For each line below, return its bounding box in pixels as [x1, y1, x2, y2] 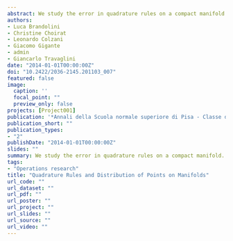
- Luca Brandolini [7, 23, 60, 30]
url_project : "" [7, 204, 54, 211]
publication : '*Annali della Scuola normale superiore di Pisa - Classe [7, 113, 222, 120]
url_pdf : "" [7, 191, 42, 198]
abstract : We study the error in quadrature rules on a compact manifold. [7, 10, 228, 17]
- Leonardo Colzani [7, 36, 64, 43]
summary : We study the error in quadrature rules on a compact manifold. [7, 152, 225, 160]
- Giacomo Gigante [7, 42, 60, 49]
